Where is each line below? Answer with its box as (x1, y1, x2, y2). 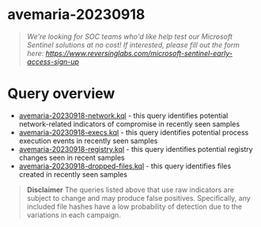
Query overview (7, 85, 115, 103)
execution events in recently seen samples (18, 136, 158, 146)
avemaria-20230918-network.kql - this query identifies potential (18, 111, 229, 120)
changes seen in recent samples (18, 153, 125, 162)
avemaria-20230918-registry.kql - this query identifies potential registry (18, 144, 254, 153)
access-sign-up (26, 57, 80, 66)
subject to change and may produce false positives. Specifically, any (26, 193, 251, 202)
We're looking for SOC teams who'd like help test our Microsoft (26, 32, 233, 41)
